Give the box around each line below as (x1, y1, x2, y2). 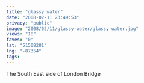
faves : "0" (6, 37, 34, 43)
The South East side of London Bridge (6, 70, 101, 77)
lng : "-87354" (6, 48, 42, 54)
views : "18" (6, 31, 36, 37)
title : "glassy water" (6, 8, 63, 15)
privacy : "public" (6, 20, 52, 26)
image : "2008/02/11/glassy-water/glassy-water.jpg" (6, 25, 139, 32)
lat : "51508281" (6, 43, 47, 49)
